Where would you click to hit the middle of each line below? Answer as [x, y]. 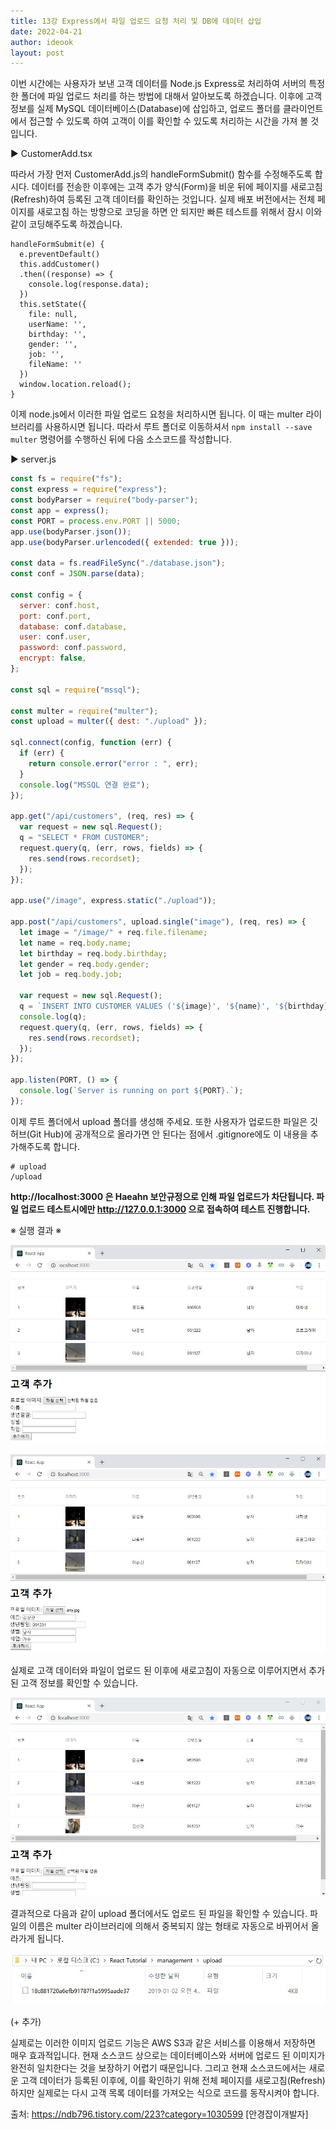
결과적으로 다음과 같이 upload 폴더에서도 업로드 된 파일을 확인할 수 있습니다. [159, 1914]
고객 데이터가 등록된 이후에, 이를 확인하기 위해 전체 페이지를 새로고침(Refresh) [173, 2081]
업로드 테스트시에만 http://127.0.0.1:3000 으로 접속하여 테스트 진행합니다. [165, 1209]
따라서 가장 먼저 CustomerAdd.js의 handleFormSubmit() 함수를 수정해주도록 [161, 174]
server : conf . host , [60, 605]
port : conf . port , [55, 616]
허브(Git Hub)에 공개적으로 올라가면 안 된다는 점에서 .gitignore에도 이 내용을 [159, 1134]
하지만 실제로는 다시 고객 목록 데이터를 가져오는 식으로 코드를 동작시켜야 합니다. [165, 2093]
